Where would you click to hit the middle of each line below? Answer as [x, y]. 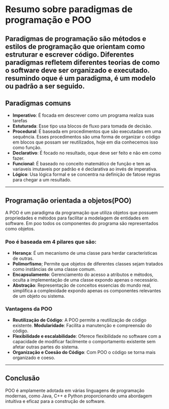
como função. [27, 148]
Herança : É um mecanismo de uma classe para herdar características [85, 253]
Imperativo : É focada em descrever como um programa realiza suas [83, 115]
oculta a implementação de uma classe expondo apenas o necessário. [86, 280]
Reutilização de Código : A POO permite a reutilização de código [79, 320]
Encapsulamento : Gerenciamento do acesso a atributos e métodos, [83, 275]
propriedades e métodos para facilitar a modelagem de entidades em [77, 218]
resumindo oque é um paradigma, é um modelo [80, 78]
